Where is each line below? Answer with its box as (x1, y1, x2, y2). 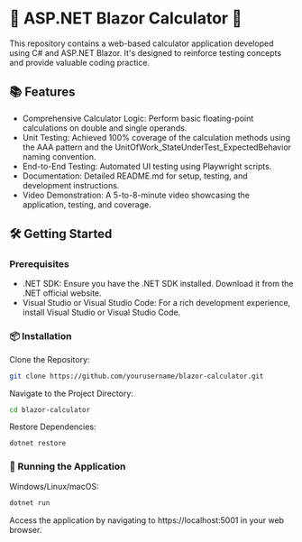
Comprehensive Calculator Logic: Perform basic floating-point (22, 113, 254, 124)
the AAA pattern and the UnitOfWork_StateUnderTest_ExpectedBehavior (22, 142, 291, 152)
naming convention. (22, 151, 96, 161)
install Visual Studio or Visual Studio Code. (22, 307, 181, 318)
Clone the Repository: (9, 354, 90, 364)
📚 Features (9, 85, 76, 100)
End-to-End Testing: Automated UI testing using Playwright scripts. (22, 161, 272, 171)
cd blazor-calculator (9, 405, 91, 414)
